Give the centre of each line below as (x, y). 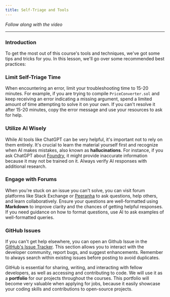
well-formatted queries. (30, 217)
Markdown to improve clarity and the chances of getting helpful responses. (84, 206)
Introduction (21, 42)
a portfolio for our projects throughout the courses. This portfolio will (77, 278)
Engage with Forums (31, 179)
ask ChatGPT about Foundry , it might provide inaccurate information (76, 156)
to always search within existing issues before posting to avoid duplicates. (83, 258)
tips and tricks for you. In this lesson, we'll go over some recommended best (85, 58)
